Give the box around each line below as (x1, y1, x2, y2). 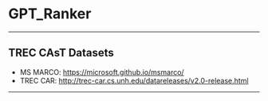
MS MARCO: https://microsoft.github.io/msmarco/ (19, 67, 185, 76)
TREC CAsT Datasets (8, 46, 114, 60)
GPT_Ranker (8, 5, 92, 23)
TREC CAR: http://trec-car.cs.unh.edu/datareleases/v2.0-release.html (19, 76, 249, 85)
